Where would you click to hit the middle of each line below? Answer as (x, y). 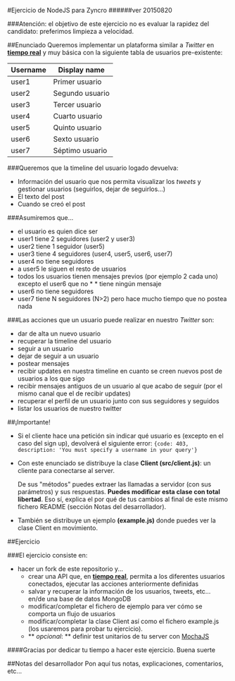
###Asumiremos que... (40, 217)
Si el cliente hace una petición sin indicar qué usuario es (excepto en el (120, 436)
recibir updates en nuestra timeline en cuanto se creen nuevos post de (120, 371)
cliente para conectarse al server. (66, 471)
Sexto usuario (76, 139)
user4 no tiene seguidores (56, 261)
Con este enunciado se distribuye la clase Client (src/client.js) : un (114, 463)
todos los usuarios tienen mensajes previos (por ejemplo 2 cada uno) (118, 276)
